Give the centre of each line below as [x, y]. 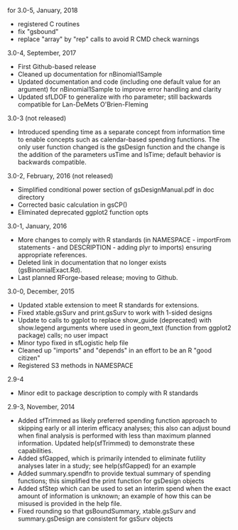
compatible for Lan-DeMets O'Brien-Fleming [83, 104]
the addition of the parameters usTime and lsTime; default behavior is [119, 155]
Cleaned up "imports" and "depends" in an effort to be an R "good [114, 350]
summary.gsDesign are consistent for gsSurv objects [95, 519]
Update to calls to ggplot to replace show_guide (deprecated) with [114, 320]
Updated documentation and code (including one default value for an [119, 82]
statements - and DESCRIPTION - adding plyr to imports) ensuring [114, 247]
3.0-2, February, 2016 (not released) [60, 176]
